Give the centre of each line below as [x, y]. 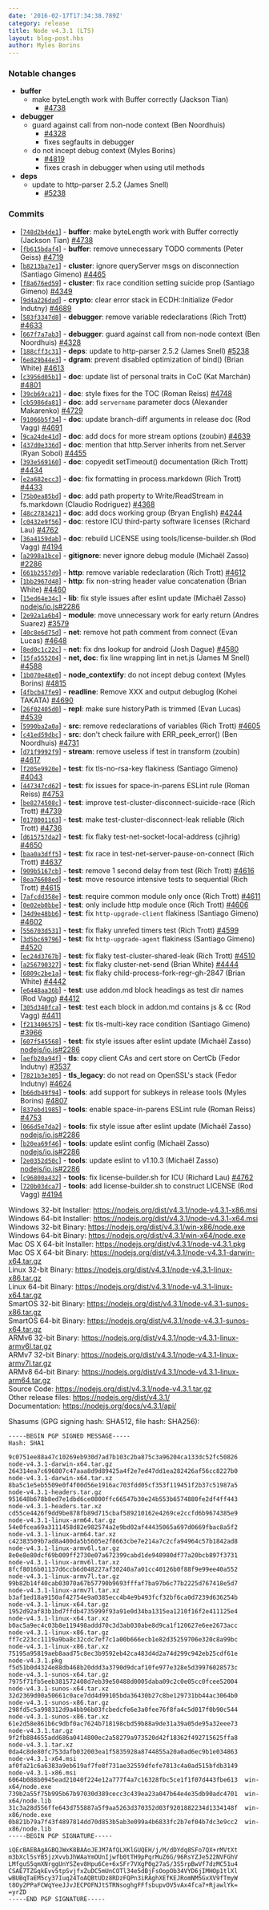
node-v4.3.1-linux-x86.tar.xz [59, 1646]
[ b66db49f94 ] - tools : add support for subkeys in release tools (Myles [133, 1092]
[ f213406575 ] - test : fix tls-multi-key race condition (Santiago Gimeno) [135, 1024]
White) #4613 [42, 368]
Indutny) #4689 [46, 308]
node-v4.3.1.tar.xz [41, 1745]
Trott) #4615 [40, 888]
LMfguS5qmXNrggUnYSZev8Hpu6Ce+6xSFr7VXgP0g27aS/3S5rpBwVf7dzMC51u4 [123, 1864]
